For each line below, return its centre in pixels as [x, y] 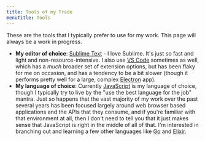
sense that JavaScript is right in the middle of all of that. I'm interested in [107, 125]
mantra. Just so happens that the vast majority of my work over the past [106, 99]
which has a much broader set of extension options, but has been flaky [105, 66]
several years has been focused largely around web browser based [100, 105]
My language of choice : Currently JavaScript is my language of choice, [106, 85]
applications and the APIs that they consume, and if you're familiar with [105, 112]
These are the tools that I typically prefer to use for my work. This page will [101, 35]
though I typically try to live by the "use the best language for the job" [103, 92]
